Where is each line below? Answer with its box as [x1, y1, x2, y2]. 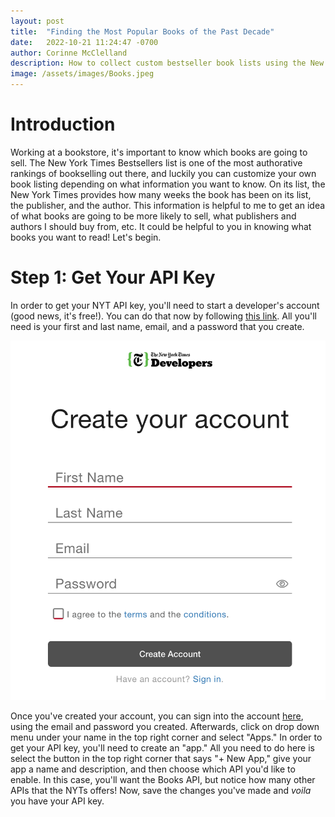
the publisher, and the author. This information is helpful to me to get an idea [10, 199, 326, 211]
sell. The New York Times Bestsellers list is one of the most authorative [10, 156, 303, 169]
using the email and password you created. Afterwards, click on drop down [10, 721, 320, 733]
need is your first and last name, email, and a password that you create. [10, 320, 305, 332]
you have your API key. [10, 795, 105, 807]
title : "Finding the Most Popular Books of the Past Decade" [10, 26, 275, 37]
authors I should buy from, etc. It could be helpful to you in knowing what [10, 220, 312, 232]
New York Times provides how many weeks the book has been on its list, [10, 188, 312, 200]
